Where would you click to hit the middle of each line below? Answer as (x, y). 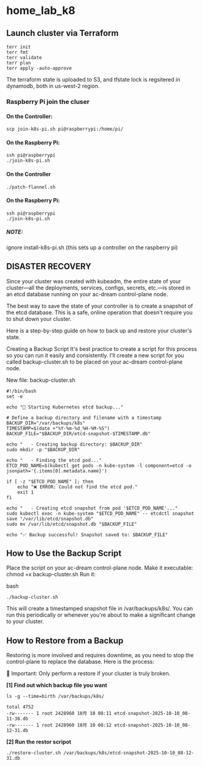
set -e (15, 396)
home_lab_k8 (41, 11)
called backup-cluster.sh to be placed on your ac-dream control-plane (95, 362)
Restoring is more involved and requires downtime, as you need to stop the (100, 655)
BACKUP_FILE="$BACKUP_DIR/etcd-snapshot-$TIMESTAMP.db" (78, 433)
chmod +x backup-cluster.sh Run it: (51, 574)
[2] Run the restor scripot (39, 742)
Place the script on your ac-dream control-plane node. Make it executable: (100, 568)
